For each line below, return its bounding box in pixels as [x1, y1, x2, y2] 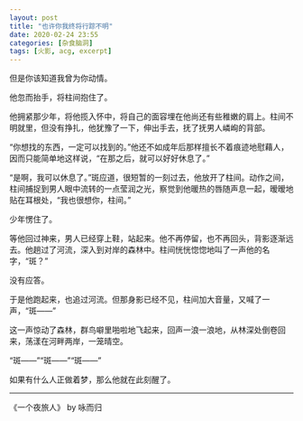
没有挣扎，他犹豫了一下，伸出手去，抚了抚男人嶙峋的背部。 [48, 123, 271, 134]
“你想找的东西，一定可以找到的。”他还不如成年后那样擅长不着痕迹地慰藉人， [9, 142, 289, 153]
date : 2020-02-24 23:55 [9, 30, 99, 39]
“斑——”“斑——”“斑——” [9, 355, 102, 366]
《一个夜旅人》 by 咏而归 [9, 402, 103, 413]
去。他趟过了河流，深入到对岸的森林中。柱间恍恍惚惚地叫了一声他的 [9, 245, 262, 256]
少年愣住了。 [9, 214, 57, 225]
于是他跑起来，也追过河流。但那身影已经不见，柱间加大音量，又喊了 [9, 295, 262, 305]
